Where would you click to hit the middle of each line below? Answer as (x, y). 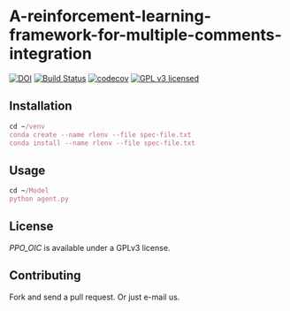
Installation (41, 106)
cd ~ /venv (27, 126)
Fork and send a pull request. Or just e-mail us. (95, 297)
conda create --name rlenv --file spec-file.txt (100, 134)
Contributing (45, 276)
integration (51, 54)
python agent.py (39, 199)
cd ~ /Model (29, 191)
